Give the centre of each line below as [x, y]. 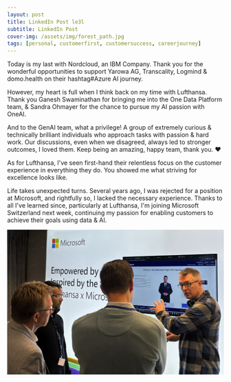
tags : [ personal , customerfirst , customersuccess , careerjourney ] [104, 44]
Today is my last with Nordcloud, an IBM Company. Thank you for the [105, 64]
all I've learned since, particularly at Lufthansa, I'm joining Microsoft [103, 205]
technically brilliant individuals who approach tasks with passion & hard [108, 135]
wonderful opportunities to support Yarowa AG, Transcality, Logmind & [107, 72]
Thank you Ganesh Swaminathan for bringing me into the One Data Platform [115, 99]
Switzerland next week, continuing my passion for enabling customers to [110, 213]
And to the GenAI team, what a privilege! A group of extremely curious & [109, 128]
